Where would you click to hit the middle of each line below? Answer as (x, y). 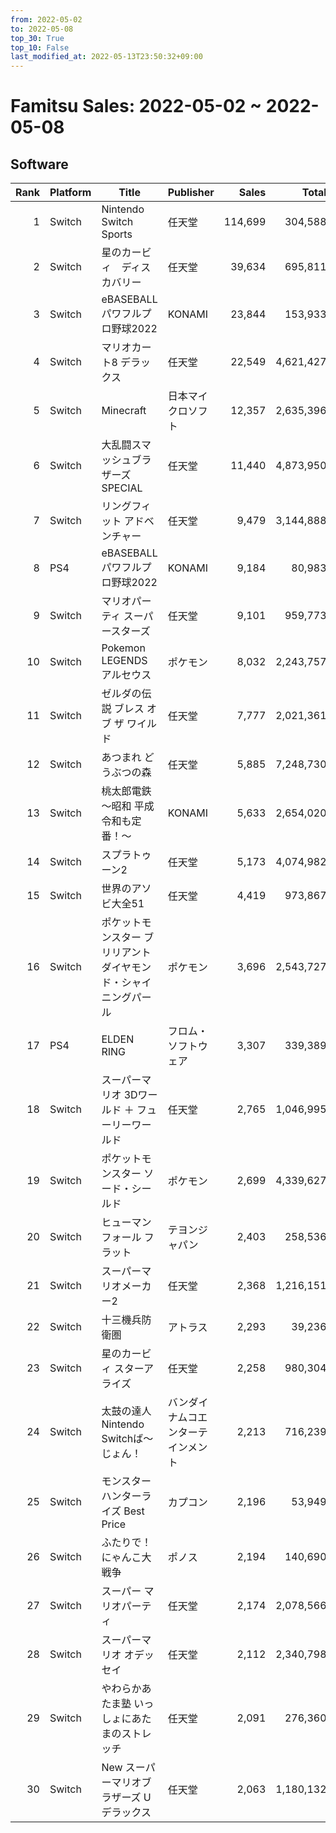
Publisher (191, 193)
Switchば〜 (127, 1439)
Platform (70, 193)
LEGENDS (124, 661)
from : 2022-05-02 (46, 19)
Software (39, 164)
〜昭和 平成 (128, 806)
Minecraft (124, 411)
